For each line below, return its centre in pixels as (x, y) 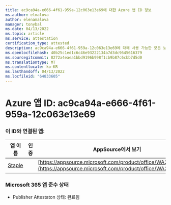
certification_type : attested (37, 43)
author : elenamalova (27, 19)
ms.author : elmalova (27, 15)
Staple (16, 165)
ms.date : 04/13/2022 (27, 29)
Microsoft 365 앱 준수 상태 (37, 185)
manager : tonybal (24, 24)
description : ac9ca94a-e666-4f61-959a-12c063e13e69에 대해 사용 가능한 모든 (83, 48)
